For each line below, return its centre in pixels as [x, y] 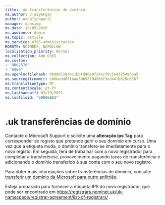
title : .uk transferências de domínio [45, 10]
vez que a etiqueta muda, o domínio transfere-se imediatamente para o [78, 146]
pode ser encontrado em [30, 192]
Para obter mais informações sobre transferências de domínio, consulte [78, 172]
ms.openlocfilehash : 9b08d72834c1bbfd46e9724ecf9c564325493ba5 [72, 74]
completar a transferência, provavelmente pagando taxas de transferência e [83, 157]
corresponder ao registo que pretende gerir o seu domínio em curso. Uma [81, 141]
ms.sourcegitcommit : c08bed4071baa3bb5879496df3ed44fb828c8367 [72, 79]
